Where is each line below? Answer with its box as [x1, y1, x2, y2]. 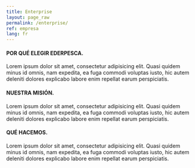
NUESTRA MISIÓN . [6, 89, 55, 96]
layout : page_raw [6, 14, 50, 20]
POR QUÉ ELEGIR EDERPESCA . [6, 49, 84, 57]
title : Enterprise [6, 8, 52, 15]
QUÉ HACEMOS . [6, 129, 48, 136]
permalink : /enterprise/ [6, 20, 68, 26]
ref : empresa [6, 25, 39, 32]
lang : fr [6, 31, 28, 37]
